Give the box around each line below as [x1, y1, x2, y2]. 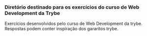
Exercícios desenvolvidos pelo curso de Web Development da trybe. [4, 21, 143, 26]
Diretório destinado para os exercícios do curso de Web [4, 4, 140, 11]
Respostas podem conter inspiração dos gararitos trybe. [4, 26, 119, 32]
